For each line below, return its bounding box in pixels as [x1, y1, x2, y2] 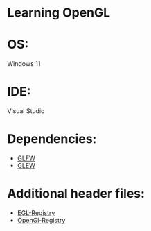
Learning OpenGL [7, 5, 111, 21]
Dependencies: [7, 131, 97, 147]
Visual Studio [7, 107, 45, 115]
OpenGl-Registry [17, 216, 66, 224]
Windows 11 [7, 60, 41, 68]
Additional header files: [7, 186, 145, 202]
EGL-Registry [17, 208, 55, 216]
